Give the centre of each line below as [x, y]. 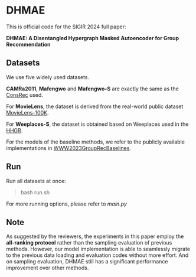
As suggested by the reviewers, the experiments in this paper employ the [95, 236]
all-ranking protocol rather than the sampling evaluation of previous [89, 243]
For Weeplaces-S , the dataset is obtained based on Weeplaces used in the [97, 124]
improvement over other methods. [48, 268]
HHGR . [14, 130]
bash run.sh [35, 192]
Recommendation [28, 44]
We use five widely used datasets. [48, 77]
